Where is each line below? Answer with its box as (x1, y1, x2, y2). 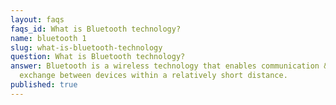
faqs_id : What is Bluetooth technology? (10, 24, 182, 34)
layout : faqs (10, 14, 65, 25)
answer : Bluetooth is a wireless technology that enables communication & (10, 61, 329, 71)
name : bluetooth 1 (10, 33, 87, 43)
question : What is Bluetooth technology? (10, 52, 186, 62)
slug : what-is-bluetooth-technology (10, 42, 163, 53)
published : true (10, 80, 78, 90)
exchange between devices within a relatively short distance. (19, 71, 288, 81)
